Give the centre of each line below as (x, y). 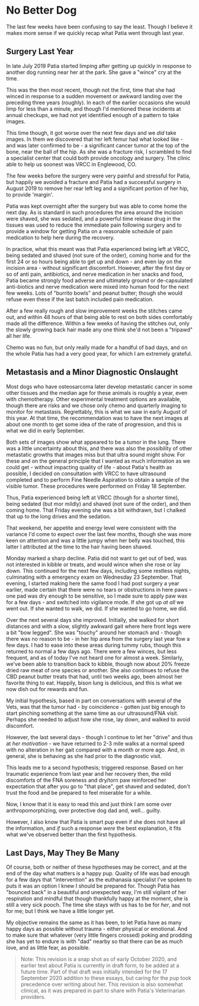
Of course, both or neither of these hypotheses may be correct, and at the (97, 867)
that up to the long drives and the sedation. (59, 516)
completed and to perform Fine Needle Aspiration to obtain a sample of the (98, 479)
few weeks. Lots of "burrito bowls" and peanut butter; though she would (94, 293)
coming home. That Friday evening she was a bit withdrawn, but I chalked (96, 510)
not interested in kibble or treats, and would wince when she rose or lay (93, 564)
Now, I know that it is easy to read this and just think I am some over (89, 804)
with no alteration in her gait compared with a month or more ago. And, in (96, 750)
